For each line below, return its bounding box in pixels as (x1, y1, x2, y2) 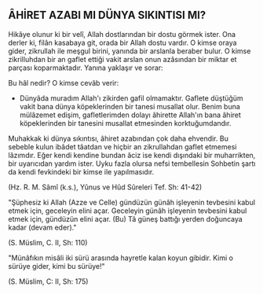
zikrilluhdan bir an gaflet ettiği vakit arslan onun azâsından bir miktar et (8, 54, 237, 64)
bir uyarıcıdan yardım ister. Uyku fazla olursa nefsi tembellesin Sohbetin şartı (8, 159, 256, 168)
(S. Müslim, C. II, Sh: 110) (8, 237, 88, 247)
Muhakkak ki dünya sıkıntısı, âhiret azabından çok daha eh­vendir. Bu (8, 134, 229, 143)
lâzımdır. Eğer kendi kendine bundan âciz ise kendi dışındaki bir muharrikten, (8, 150, 256, 160)
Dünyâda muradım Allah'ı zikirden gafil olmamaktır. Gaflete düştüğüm (19, 93, 243, 103)
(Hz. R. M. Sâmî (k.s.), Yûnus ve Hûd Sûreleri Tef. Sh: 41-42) (8, 182, 203, 192)
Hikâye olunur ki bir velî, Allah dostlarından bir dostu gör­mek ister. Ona (8, 29, 236, 39)
